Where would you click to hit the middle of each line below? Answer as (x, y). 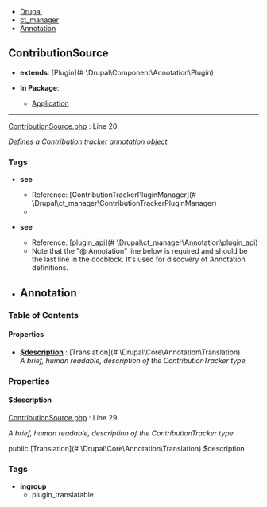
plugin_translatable (62, 495)
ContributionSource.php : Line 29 (63, 417)
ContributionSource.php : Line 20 (63, 126)
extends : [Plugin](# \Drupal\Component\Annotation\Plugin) (117, 72)
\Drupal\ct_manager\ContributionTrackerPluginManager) (124, 203)
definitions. (50, 268)
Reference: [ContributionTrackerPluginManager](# (114, 195)
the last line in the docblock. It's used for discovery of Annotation (138, 259)
